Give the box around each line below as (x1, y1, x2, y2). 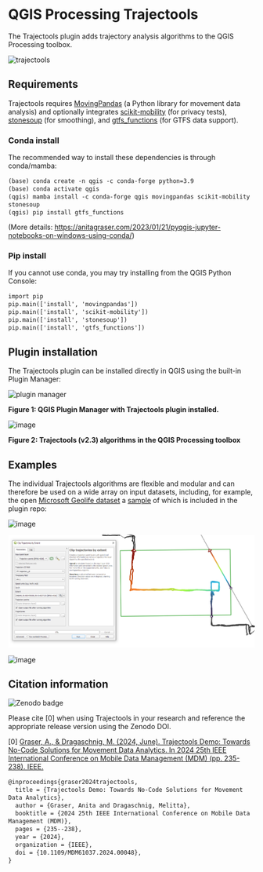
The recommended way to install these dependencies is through (8, 153, 216, 162)
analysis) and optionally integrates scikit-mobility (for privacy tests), (8, 107, 227, 116)
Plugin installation (8, 345, 98, 359)
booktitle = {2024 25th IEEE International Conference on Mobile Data (15, 810, 250, 818)
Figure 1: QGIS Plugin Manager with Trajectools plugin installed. (8, 405, 219, 414)
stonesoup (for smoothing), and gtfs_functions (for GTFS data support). (8, 115, 239, 125)
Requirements (8, 78, 78, 91)
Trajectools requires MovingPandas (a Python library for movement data (8, 98, 241, 108)
